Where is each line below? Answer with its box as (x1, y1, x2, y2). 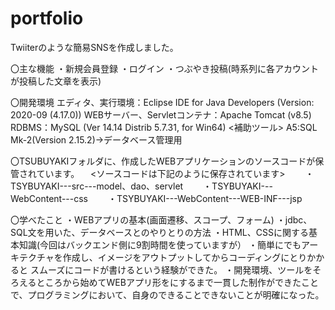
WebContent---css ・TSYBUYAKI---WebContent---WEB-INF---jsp (10, 192, 303, 204)
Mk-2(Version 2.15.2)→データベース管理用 (10, 133, 183, 146)
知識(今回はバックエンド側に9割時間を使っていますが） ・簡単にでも (18, 238, 302, 251)
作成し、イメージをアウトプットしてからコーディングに (62, 251, 290, 263)
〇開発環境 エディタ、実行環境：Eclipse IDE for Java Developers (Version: (10, 96, 315, 108)
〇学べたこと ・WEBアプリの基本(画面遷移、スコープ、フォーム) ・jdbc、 (10, 213, 313, 226)
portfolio (10, 7, 84, 30)
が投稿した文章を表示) (10, 75, 102, 87)
